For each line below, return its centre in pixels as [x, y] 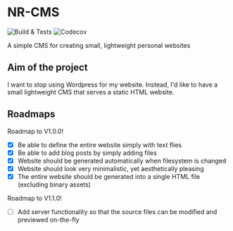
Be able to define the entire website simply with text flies [99, 144]
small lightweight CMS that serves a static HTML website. [91, 92]
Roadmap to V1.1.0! [34, 198]
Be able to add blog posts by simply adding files [87, 153]
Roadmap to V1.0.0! [36, 131]
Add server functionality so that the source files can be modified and [117, 211]
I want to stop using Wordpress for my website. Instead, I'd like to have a [113, 85]
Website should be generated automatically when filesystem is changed [122, 161]
